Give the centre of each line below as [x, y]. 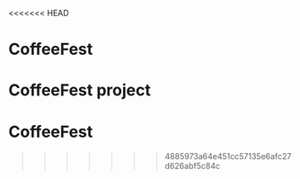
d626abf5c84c [193, 166]
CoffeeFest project [80, 90]
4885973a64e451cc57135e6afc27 [228, 157]
